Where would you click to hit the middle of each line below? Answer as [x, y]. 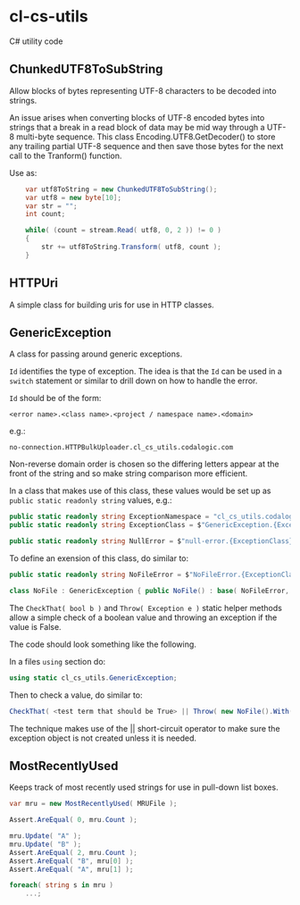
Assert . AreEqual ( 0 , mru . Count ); [74, 820]
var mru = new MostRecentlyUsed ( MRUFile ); [93, 804]
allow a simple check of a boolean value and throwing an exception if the [143, 617]
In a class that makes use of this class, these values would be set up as [140, 491]
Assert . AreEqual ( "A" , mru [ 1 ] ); [71, 869]
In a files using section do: [58, 661]
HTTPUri [34, 283]
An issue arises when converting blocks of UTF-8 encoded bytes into [137, 117]
